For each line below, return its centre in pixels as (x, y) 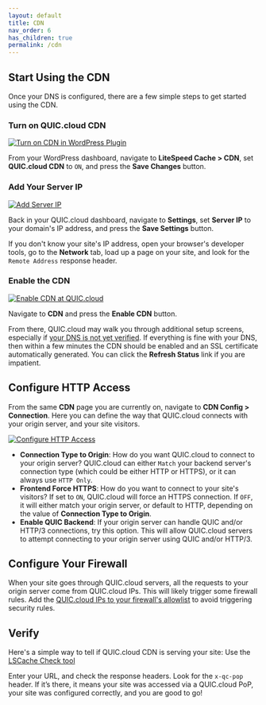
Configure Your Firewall (68, 564)
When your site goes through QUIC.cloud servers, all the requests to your (128, 583)
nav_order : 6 (30, 30)
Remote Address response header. (63, 260)
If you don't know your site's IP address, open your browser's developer (126, 244)
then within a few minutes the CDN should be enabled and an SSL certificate (133, 345)
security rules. (32, 608)
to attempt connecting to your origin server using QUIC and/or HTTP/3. (136, 539)
